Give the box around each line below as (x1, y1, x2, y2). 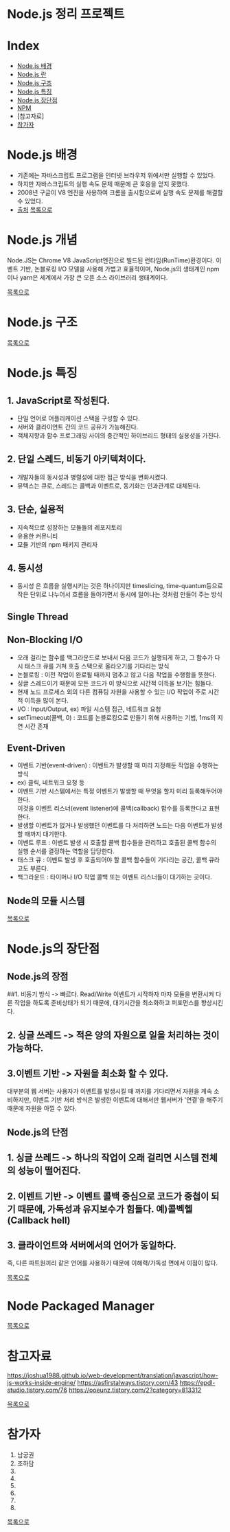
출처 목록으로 (16, 205, 53, 214)
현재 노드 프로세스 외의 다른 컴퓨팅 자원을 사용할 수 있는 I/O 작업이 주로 (16, 688, 207, 696)
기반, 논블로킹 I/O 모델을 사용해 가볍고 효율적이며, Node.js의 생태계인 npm (19, 265, 220, 273)
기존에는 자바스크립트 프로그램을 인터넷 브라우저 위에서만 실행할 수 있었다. (16, 171, 216, 179)
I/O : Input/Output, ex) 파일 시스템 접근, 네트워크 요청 (16, 705, 161, 713)
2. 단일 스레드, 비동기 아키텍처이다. (7, 453, 146, 465)
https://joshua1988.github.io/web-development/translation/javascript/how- (7, 1371, 218, 1379)
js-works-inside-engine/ (7, 1379, 76, 1387)
